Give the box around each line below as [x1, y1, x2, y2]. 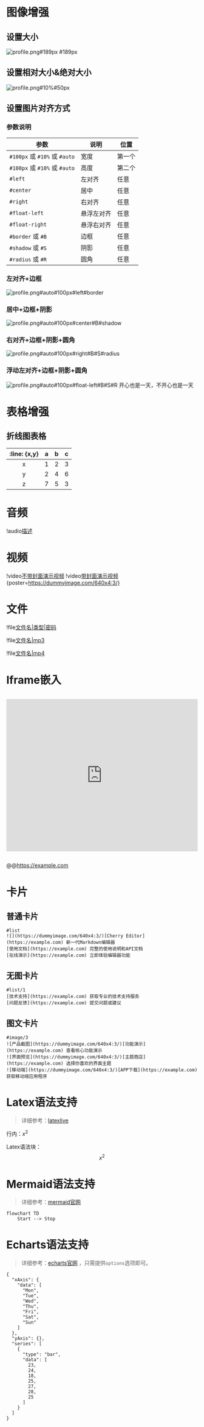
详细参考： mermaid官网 [21, 1199, 81, 1206]
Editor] [125, 933, 146, 939]
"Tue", [22, 1293, 39, 1299]
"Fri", [22, 1309, 39, 1315]
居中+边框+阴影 [6, 305, 53, 314]
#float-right [9, 221, 47, 228]
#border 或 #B [9, 232, 47, 241]
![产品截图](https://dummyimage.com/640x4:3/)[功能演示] [6, 1041, 146, 1047]
